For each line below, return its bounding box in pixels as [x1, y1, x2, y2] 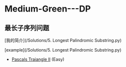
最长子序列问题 [4, 24, 49, 32]
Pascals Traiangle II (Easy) [11, 56, 64, 62]
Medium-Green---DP [4, 3, 91, 14]
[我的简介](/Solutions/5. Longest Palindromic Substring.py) [4, 38, 122, 43]
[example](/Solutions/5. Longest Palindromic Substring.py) [4, 47, 122, 53]
